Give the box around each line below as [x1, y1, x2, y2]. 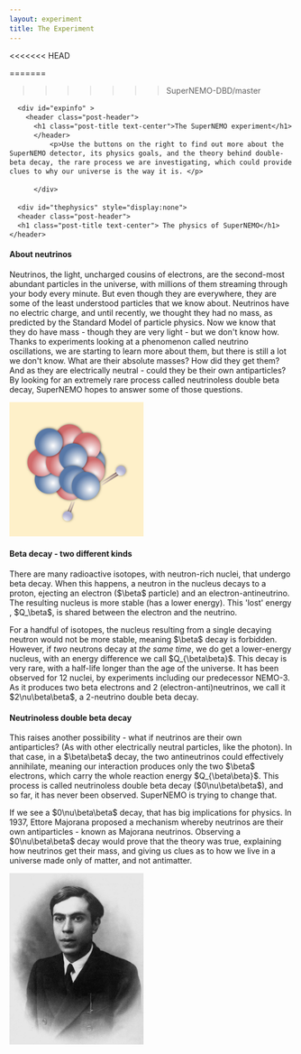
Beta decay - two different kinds [9, 549, 132, 559]
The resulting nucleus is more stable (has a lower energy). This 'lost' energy [9, 596, 292, 608]
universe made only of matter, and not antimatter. [9, 855, 193, 866]
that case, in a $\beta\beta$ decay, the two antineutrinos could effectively [9, 752, 284, 763]
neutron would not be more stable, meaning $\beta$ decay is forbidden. [9, 633, 278, 644]
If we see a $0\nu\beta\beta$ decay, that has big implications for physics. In [9, 808, 292, 818]
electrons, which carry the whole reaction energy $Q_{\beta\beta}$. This [9, 771, 279, 781]
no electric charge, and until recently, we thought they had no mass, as [9, 307, 273, 318]
